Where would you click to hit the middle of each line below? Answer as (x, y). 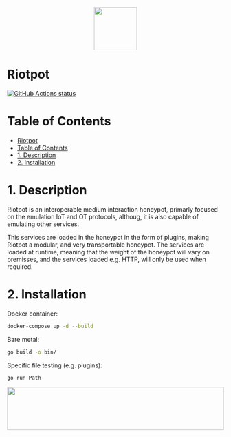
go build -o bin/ (32, 352)
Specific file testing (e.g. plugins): (55, 365)
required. (20, 266)
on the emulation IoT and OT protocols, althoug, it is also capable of (103, 216)
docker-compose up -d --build (51, 326)
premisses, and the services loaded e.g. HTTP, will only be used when (107, 259)
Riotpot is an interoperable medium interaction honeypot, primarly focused (113, 209)
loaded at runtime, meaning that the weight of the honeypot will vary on (108, 252)
